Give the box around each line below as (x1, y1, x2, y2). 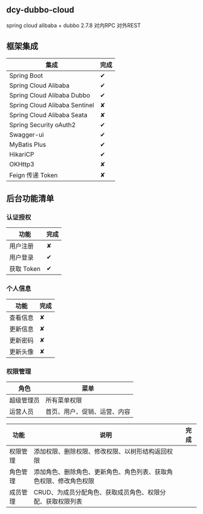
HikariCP (9, 150, 34, 158)
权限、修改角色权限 (39, 476, 95, 485)
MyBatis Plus (9, 140, 47, 149)
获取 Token (9, 265, 41, 273)
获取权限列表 (45, 497, 83, 506)
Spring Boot (9, 71, 43, 79)
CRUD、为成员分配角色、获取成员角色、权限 (33, 488, 160, 496)
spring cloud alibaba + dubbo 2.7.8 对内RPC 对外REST (6, 21, 141, 29)
